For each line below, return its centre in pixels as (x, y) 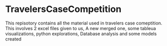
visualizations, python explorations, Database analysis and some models (81, 33)
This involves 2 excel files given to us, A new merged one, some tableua (81, 28)
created (13, 39)
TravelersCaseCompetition (63, 9)
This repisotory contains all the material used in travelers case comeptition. (84, 23)
